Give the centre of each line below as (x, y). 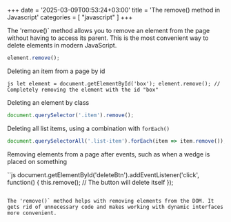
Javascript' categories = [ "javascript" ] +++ (70, 17)
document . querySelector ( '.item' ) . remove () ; (71, 115)
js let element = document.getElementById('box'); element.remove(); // (114, 83)
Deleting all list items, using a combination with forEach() (89, 128)
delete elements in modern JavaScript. (62, 45)
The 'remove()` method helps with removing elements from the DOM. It (111, 201)
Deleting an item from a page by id (56, 71)
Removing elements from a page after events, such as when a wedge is (109, 154)
